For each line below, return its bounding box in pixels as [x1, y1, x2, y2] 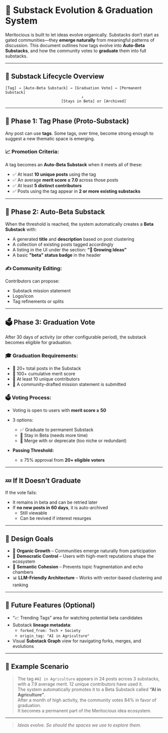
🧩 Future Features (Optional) [5, 601, 95, 610]
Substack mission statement [12, 287, 71, 293]
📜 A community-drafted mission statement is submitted [12, 382, 126, 388]
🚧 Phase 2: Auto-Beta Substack [5, 208, 105, 216]
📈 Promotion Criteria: [5, 148, 59, 155]
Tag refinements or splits [12, 298, 64, 304]
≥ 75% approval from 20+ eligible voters [19, 457, 105, 463]
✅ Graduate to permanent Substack [19, 427, 93, 433]
